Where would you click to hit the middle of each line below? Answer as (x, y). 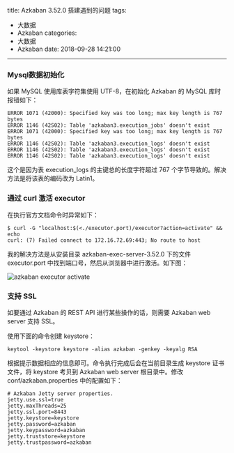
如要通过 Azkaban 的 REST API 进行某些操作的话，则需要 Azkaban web (109, 312)
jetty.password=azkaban (42, 424)
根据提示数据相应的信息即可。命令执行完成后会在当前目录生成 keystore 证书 (116, 363)
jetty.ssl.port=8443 (37, 412)
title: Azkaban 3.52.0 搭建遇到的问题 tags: (67, 10)
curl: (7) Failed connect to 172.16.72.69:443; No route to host (104, 240)
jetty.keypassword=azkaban (46, 430)
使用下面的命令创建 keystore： (51, 336)
